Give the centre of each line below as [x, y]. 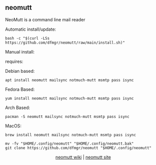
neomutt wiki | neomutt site [83, 157]
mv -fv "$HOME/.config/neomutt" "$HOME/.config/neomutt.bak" [70, 143]
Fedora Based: [20, 89]
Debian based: [20, 71]
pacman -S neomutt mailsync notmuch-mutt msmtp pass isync [67, 116]
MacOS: [13, 126]
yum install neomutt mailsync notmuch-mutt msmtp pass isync [70, 98]
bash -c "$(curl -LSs [27, 38]
